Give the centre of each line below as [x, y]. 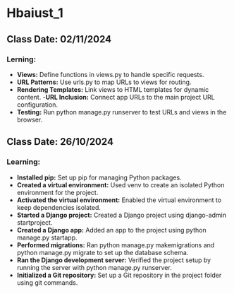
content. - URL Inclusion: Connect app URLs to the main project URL [116, 97]
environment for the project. [57, 192]
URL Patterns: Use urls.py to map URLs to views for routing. [104, 82]
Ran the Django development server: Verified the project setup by [114, 260]
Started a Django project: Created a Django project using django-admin [122, 215]
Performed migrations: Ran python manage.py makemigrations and [116, 245]
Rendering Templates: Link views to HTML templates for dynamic [113, 89]
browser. [30, 119]
